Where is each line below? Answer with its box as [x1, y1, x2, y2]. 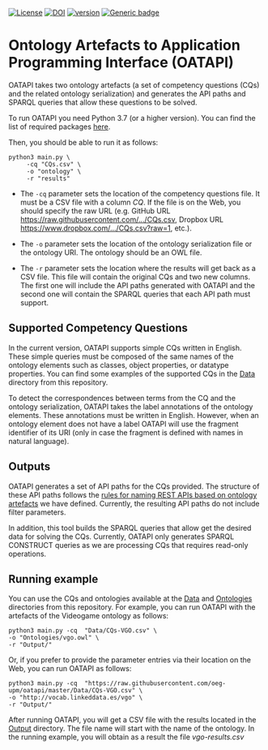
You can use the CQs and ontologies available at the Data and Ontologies [8, 593, 253, 604]
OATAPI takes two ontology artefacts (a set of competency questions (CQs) [8, 80, 260, 89]
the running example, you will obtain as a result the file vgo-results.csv [8, 732, 245, 742]
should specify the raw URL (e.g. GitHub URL [19, 205, 171, 215]
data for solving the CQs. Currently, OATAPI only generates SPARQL [8, 532, 235, 541]
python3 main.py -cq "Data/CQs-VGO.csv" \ [8, 627, 158, 635]
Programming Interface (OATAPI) [8, 54, 235, 72]
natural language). [8, 436, 70, 446]
